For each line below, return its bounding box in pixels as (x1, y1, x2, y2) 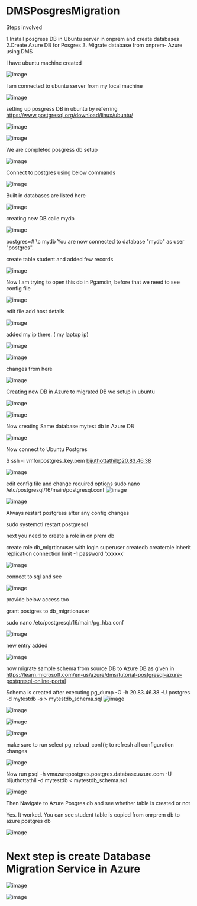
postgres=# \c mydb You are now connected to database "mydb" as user (6, 238, 185, 245)
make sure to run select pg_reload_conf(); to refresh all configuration (6, 741, 175, 748)
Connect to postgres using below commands (6, 169, 116, 176)
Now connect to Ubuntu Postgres (6, 446, 88, 453)
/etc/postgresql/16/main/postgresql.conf (6, 486, 105, 493)
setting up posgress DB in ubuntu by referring (6, 105, 118, 112)
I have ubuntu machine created (6, 59, 82, 66)
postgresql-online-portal (6, 677, 66, 684)
